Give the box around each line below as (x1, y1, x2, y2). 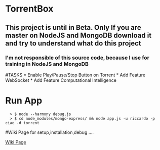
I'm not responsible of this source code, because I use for (5, 54, 149, 61)
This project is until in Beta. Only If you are (5, 23, 141, 32)
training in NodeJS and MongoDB (5, 60, 89, 67)
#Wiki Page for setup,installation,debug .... (5, 129, 94, 135)
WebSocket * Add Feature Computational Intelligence (5, 77, 116, 83)
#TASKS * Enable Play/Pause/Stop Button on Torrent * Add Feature (5, 72, 146, 78)
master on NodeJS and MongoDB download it (5, 31, 152, 39)
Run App (5, 95, 43, 107)
